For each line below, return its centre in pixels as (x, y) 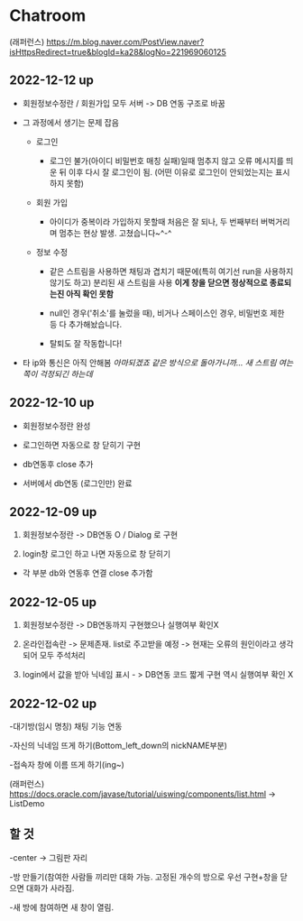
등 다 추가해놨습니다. (86, 324)
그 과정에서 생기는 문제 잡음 (71, 122)
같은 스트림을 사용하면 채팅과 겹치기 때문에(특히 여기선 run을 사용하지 (171, 271)
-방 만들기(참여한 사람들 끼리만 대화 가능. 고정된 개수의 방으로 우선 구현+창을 (144, 877)
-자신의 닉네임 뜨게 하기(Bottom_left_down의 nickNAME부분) (119, 746)
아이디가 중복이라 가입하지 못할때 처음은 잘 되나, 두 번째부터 (154, 221)
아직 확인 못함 (90, 293)
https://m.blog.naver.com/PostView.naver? (125, 41)
